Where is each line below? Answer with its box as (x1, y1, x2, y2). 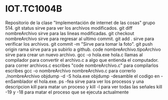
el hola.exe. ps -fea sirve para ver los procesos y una (34, 78, 144, 84)
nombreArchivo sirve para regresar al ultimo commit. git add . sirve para (5, 36, 154, 42)
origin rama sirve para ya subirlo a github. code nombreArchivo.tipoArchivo (5, 46, 161, 52)
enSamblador (5, 78, 33, 84)
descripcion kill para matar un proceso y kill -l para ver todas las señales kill (5, 83, 162, 89)
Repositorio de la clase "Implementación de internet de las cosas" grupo (5, 20, 155, 26)
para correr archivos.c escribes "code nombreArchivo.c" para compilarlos (5, 62, 158, 68)
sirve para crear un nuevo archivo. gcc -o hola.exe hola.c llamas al (5, 51, 143, 58)
